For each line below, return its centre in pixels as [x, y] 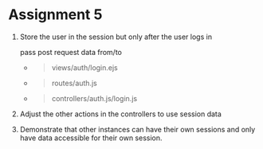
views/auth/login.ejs [84, 67]
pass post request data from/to [71, 52]
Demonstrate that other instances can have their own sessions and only [137, 129]
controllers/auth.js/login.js [94, 98]
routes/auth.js [74, 83]
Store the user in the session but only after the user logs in [116, 37]
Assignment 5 [55, 15]
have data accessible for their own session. [91, 138]
